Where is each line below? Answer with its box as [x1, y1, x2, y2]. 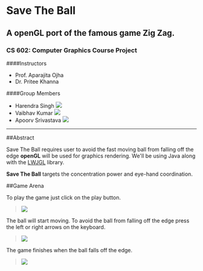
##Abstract [6, 134, 34, 141]
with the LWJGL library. [6, 158, 65, 166]
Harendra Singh [14, 102, 54, 109]
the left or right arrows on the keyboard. [6, 223, 106, 230]
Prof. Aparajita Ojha [14, 71, 64, 79]
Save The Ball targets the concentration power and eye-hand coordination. [6, 170, 193, 178]
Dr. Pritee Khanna [14, 78, 59, 85]
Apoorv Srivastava [14, 116, 62, 124]
